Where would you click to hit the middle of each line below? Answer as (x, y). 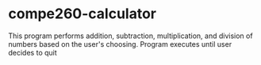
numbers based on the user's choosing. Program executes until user (120, 44)
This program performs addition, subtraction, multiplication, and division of (130, 36)
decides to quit (33, 52)
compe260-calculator (83, 14)
